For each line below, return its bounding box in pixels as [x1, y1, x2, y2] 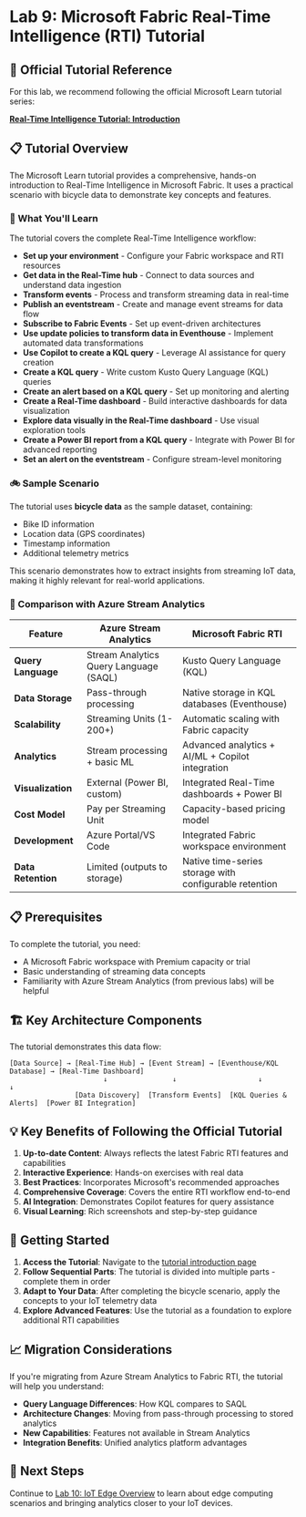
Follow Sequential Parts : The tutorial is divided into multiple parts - [22, 1265, 276, 1277]
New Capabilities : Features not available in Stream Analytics [22, 1427, 250, 1438]
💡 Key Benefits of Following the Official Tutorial [9, 1123, 283, 1139]
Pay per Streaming [86, 802, 167, 815]
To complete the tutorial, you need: [9, 938, 141, 949]
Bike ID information [22, 519, 95, 530]
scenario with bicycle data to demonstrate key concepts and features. [9, 189, 271, 200]
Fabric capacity [181, 723, 249, 736]
